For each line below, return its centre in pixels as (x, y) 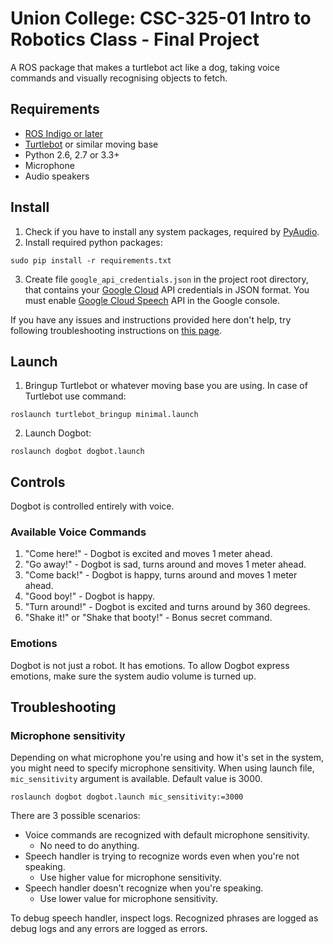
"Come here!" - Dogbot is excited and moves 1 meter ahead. (148, 554)
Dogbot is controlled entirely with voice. (92, 506)
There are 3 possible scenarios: (75, 816)
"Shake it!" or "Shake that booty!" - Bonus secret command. (148, 618)
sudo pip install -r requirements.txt (91, 260)
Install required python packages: (93, 242)
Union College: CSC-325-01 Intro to (161, 18)
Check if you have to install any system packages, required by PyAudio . (172, 231)
